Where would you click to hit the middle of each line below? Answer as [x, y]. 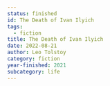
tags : [15, 26]
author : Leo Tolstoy [37, 53]
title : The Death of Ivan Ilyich [55, 40]
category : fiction [34, 59]
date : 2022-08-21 [32, 46]
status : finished [32, 14]
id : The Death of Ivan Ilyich [51, 20]
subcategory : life [34, 71]
